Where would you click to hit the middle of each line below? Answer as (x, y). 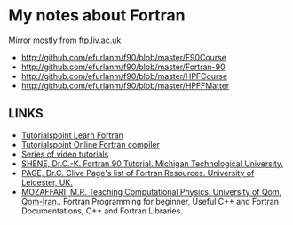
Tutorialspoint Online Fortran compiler (91, 144)
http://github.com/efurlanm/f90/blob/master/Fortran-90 (123, 67)
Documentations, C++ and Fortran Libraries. (102, 211)
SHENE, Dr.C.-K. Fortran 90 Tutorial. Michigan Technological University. (152, 163)
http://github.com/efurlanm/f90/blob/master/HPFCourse (124, 76)
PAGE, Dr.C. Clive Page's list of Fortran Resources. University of (138, 173)
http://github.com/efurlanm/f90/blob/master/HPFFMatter (125, 85)
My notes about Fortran (97, 16)
